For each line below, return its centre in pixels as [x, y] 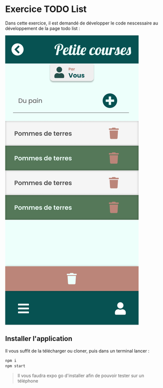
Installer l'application [39, 339]
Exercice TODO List [46, 9]
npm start [15, 366]
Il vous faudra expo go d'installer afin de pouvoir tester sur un [81, 375]
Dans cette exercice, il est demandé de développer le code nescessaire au [82, 23]
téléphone [28, 380]
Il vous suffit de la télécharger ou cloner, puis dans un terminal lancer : [77, 350]
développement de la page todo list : [43, 28]
